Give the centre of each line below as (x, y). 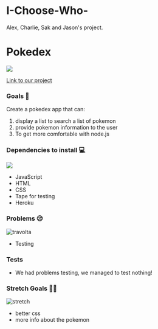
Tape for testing (35, 196)
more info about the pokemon (52, 320)
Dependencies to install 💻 (46, 150)
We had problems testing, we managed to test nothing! (84, 273)
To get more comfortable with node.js (62, 134)
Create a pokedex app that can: (46, 109)
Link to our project (29, 80)
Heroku (24, 203)
